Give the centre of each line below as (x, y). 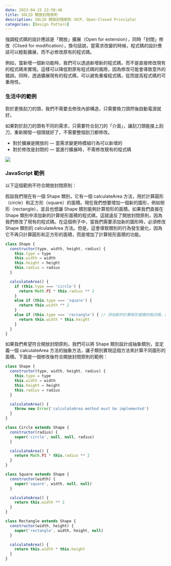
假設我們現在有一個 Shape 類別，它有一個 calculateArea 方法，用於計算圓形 (84, 196)
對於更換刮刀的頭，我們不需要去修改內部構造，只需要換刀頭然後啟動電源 (81, 109)
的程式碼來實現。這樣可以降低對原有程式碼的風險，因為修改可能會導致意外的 (85, 69)
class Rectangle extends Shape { (41, 521)
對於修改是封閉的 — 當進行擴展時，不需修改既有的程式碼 (72, 149)
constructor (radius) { (34, 432)
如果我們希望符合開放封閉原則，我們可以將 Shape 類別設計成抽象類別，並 (82, 344)
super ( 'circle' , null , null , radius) (54, 437)
